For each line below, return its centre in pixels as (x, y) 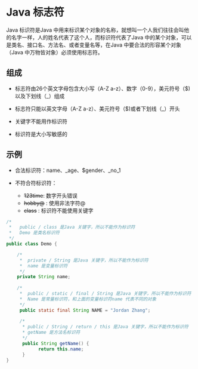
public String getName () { (55, 343)
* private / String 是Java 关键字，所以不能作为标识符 (84, 260)
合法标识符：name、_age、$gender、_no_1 (68, 170)
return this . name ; (61, 349)
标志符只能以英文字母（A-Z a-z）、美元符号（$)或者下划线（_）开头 (97, 109)
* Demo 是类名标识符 (34, 233)
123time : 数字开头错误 (50, 195)
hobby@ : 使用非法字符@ (54, 203)
